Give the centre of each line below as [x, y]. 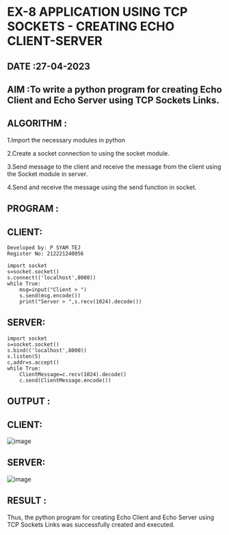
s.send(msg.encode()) [50, 295]
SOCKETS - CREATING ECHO [91, 26]
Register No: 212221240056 [45, 253]
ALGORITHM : [37, 124]
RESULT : [27, 501]
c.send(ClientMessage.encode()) [65, 380]
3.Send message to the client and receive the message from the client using [114, 166]
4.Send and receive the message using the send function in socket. [102, 187]
